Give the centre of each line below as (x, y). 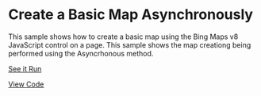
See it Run (25, 68)
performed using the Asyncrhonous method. (81, 53)
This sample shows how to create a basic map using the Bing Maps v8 (123, 36)
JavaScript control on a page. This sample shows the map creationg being (130, 44)
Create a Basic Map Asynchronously (131, 15)
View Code (26, 84)
